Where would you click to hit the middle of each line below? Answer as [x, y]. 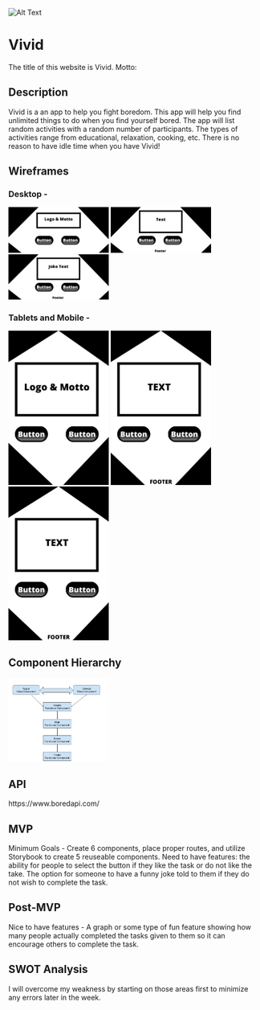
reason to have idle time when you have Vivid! [84, 146]
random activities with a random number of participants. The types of [123, 129]
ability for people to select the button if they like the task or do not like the [130, 865]
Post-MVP [35, 907]
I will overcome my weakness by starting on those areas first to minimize [128, 988]
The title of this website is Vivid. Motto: [73, 67]
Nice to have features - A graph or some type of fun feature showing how [130, 927]
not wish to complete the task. [58, 883]
